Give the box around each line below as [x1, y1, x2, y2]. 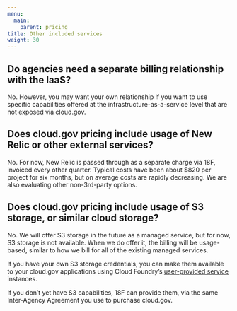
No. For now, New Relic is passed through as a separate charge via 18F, [7, 158, 216, 166]
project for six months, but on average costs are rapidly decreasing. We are [7, 172, 228, 181]
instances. [7, 274, 37, 283]
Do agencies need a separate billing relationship [7, 63, 224, 75]
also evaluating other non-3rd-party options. [7, 180, 138, 189]
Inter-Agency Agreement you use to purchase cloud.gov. [7, 295, 173, 304]
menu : [7, 10, 23, 18]
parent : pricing [20, 23, 69, 30]
